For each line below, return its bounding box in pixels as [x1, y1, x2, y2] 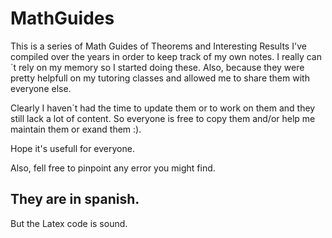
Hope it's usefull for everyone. [10, 142, 135, 154]
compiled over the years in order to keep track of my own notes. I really [10, 50, 305, 62]
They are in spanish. [10, 191, 140, 208]
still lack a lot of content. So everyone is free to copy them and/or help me [10, 112, 316, 124]
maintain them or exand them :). [10, 123, 142, 135]
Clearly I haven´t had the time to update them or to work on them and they [10, 102, 316, 114]
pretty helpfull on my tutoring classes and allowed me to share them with [10, 72, 310, 84]
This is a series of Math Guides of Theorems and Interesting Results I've [10, 40, 307, 52]
